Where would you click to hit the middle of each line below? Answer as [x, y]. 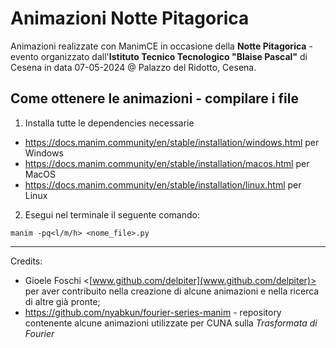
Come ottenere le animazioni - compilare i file [154, 98]
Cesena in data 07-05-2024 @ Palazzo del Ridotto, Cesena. [133, 67]
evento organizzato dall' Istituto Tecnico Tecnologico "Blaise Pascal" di [159, 56]
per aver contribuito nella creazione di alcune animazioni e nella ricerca [172, 291]
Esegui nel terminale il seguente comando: [112, 214]
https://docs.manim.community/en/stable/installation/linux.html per [163, 184]
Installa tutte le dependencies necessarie [109, 123]
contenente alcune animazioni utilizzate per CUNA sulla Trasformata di [171, 323]
